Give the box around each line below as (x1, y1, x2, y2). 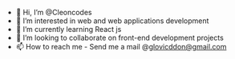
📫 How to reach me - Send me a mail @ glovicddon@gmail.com (15, 42, 227, 51)
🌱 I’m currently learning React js (15, 25, 122, 33)
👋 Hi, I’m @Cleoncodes (15, 8, 92, 17)
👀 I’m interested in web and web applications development (15, 16, 209, 26)
